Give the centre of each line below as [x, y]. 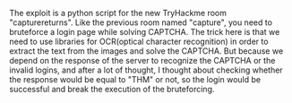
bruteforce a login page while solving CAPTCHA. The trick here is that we [145, 32]
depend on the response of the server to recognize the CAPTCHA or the [142, 60]
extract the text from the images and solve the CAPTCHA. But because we [146, 51]
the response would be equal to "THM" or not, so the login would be [135, 79]
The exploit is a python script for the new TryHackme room [118, 13]
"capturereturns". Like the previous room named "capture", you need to [141, 22]
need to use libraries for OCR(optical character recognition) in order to [139, 41]
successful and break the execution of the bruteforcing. [112, 89]
